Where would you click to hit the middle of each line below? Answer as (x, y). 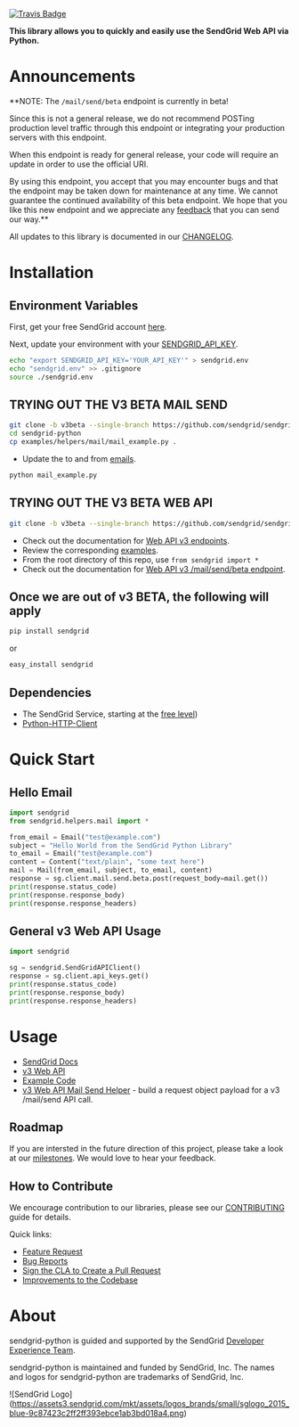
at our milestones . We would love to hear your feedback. (113, 1158)
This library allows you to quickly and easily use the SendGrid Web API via (149, 31)
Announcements (73, 77)
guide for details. (40, 1218)
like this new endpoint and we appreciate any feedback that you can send (145, 209)
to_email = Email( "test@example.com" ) (81, 854)
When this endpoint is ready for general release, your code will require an (144, 154)
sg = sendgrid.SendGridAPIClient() (75, 968)
